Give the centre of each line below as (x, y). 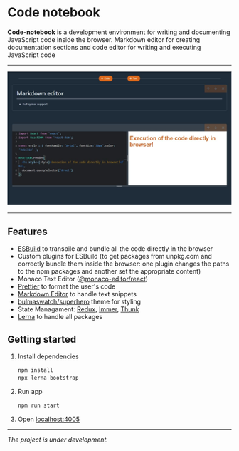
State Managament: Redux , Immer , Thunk (79, 309)
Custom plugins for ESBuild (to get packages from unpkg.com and (115, 256)
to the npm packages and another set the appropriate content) (109, 271)
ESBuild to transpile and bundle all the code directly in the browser (115, 249)
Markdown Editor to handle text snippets (77, 294)
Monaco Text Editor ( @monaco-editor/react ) (83, 279)
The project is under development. (58, 440)
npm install (35, 370)
